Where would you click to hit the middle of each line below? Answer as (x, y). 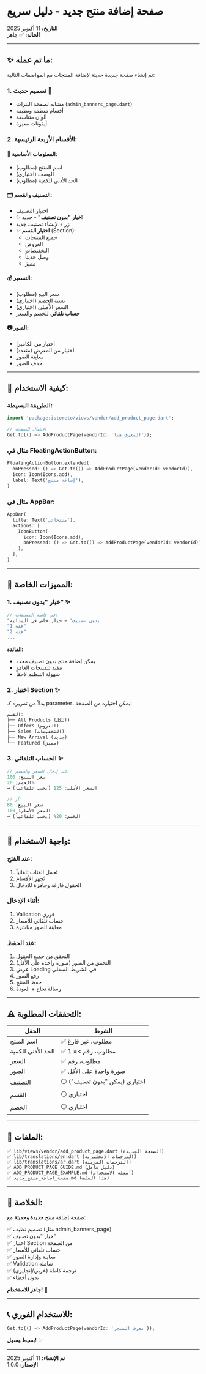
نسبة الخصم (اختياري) (40, 300)
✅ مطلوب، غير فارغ (86, 1041)
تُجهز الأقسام (30, 878)
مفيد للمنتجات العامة (39, 667)
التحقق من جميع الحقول (43, 956)
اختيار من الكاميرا (35, 343)
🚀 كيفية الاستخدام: (38, 388)
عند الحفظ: (22, 943)
